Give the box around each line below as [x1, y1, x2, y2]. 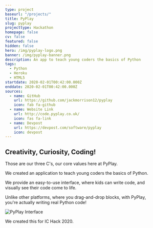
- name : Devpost [9, 121, 43, 125]
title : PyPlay [5, 16, 34, 21]
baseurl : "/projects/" [5, 12, 51, 17]
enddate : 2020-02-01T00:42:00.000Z [5, 84, 78, 89]
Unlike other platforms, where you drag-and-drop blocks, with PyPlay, [5, 194, 146, 200]
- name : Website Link [9, 107, 54, 112]
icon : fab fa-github [14, 103, 56, 107]
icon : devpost [14, 130, 43, 135]
